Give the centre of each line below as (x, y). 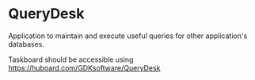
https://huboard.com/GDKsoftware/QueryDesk (84, 67)
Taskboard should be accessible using (71, 59)
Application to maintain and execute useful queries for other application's (128, 36)
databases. (27, 44)
